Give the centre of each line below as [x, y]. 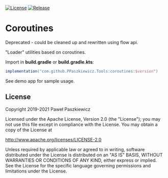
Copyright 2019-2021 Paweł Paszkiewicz [48, 109]
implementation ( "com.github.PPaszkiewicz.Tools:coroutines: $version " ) [82, 71]
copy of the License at [29, 130]
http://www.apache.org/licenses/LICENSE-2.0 [53, 139]
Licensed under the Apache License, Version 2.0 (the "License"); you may [83, 119]
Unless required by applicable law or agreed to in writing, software [75, 149]
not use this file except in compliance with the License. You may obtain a [81, 124]
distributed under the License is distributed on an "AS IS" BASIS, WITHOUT [84, 155]
